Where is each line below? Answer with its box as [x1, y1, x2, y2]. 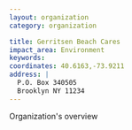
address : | [9, 70, 50, 80]
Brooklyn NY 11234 [17, 86, 86, 96]
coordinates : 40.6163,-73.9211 [9, 62, 125, 71]
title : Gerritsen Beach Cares [9, 37, 121, 46]
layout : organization [9, 12, 89, 22]
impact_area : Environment [9, 45, 105, 54]
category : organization [9, 21, 97, 30]
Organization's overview [9, 111, 98, 121]
